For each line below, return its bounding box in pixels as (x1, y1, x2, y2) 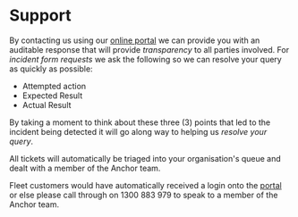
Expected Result (21, 90, 83, 101)
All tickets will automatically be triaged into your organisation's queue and (9, 153, 282, 163)
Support (9, 5, 72, 26)
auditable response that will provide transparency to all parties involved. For (9, 44, 289, 54)
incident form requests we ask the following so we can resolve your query (9, 54, 282, 64)
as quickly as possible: (9, 63, 93, 74)
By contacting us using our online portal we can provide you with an (9, 35, 260, 46)
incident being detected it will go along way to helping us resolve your (9, 126, 268, 137)
